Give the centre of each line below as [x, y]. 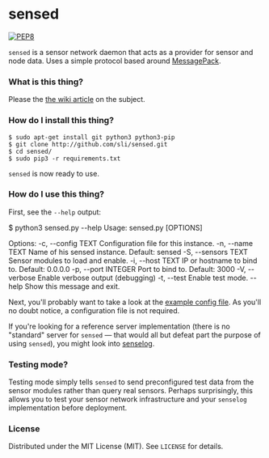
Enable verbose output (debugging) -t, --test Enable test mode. [143, 278]
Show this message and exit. [72, 286]
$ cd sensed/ [30, 151]
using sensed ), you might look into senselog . [82, 343]
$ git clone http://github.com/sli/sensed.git [88, 144]
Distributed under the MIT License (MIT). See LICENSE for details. [116, 447]
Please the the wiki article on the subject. [77, 100]
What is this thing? [46, 82]
